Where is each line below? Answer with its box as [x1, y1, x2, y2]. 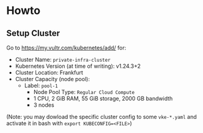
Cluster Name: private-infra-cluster [15, 56, 111, 63]
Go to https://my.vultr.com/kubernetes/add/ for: [6, 44, 127, 51]
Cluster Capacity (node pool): [15, 76, 90, 82]
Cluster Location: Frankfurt [15, 69, 84, 76]
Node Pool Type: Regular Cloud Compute [33, 88, 135, 95]
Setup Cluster [6, 28, 60, 38]
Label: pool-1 [24, 82, 58, 89]
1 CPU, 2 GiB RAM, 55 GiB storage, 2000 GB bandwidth [33, 95, 173, 102]
